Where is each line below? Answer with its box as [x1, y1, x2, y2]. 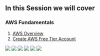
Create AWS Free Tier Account [12, 35, 76, 41]
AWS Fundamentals [5, 19, 54, 26]
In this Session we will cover [5, 4, 95, 12]
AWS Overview [12, 30, 43, 36]
